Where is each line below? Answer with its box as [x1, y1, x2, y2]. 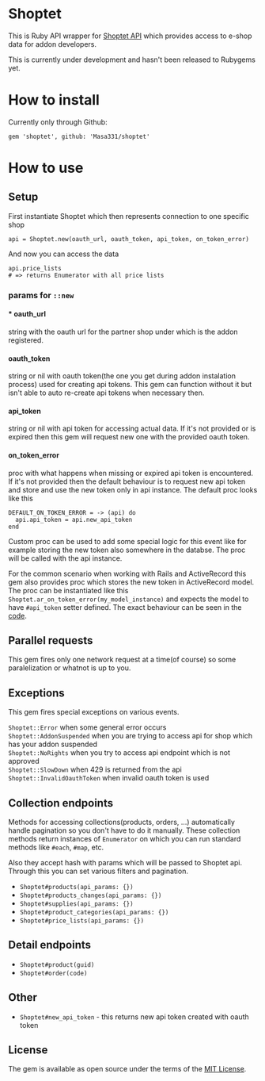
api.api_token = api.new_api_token [15, 516, 133, 523]
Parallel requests [8, 634, 93, 647]
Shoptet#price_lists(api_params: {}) [19, 917, 145, 925]
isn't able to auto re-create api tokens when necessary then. [8, 388, 205, 397]
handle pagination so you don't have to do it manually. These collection [8, 826, 240, 835]
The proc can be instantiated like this [8, 585, 129, 595]
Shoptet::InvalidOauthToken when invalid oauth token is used [8, 773, 210, 783]
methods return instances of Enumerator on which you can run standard [8, 834, 241, 844]
